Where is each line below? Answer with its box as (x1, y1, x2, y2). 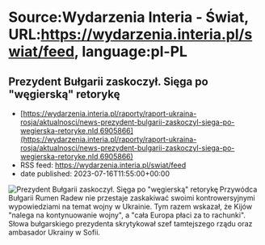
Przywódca (219, 184, 258, 194)
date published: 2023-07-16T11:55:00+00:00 (19, 169, 170, 178)
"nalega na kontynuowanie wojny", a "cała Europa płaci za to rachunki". (8, 210, 246, 220)
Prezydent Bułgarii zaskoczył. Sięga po (8, 74, 208, 88)
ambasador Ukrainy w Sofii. (8, 227, 101, 237)
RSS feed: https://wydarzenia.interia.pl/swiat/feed (19, 160, 187, 170)
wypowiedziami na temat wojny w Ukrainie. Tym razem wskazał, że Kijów (8, 202, 253, 211)
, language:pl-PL (74, 43, 188, 61)
